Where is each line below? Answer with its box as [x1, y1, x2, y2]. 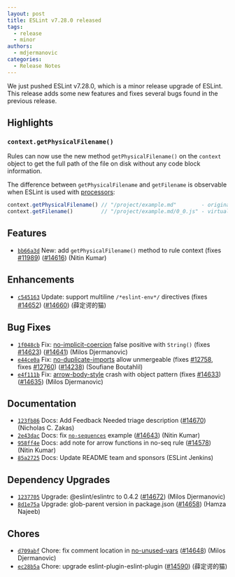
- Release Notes [13, 62, 61, 69]
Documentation [7, 398, 77, 409]
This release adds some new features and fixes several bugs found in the [7, 89, 218, 97]
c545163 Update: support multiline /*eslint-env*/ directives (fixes [17, 292, 208, 301]
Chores [7, 527, 40, 540]
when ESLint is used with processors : [7, 188, 115, 196]
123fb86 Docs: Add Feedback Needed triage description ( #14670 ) [17, 416, 206, 425]
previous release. [7, 96, 57, 105]
